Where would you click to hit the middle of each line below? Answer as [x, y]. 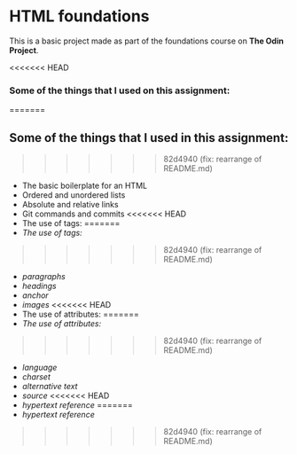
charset [36, 377]
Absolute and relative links [70, 205]
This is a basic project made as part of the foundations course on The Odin [146, 41]
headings [39, 286]
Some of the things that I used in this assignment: [149, 138]
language [39, 368]
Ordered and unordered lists [74, 195]
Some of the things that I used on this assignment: [120, 90]
